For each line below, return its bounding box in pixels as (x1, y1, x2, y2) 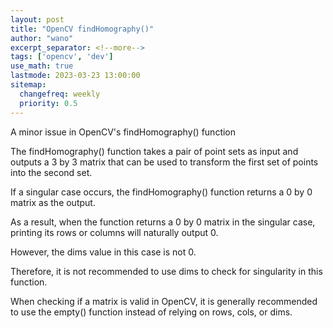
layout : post (10, 14, 65, 25)
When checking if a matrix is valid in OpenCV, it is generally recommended (10, 295, 318, 307)
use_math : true (10, 61, 74, 71)
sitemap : (10, 80, 47, 90)
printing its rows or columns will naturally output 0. (10, 226, 219, 238)
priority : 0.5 (19, 98, 78, 108)
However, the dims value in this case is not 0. (10, 246, 197, 258)
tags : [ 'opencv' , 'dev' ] (10, 52, 114, 62)
